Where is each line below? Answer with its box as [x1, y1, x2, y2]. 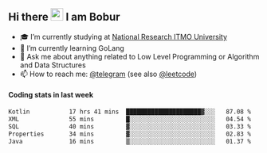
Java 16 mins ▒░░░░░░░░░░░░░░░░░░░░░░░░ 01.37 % [8, 137, 251, 145]
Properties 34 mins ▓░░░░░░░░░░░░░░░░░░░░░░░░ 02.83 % [8, 130, 251, 138]
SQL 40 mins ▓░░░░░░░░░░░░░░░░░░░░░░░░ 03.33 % [8, 122, 251, 131]
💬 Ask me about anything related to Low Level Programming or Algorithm [19, 52, 260, 61]
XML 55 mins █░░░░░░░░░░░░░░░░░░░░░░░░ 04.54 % [8, 115, 251, 123]
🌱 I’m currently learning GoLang [19, 43, 125, 52]
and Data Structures [19, 60, 86, 70]
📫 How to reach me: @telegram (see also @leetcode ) [19, 69, 198, 78]
